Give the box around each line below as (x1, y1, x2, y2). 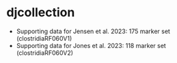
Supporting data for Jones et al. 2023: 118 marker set (16, 41, 167, 49)
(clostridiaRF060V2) (16, 49, 73, 57)
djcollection (6, 5, 75, 20)
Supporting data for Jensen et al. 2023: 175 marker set (16, 27, 170, 35)
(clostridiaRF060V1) (16, 34, 72, 42)
